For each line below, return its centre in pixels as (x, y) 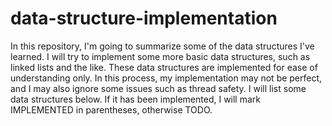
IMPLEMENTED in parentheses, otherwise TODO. (111, 109)
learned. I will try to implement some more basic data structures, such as (160, 56)
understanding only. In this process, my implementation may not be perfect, (166, 78)
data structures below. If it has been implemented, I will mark (135, 99)
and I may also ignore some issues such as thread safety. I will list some (158, 88)
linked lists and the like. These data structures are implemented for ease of (164, 67)
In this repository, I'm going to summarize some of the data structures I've (162, 46)
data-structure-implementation (144, 18)
